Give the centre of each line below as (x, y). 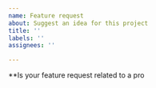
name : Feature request (46, 16)
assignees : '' (32, 46)
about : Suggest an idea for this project (78, 23)
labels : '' (26, 38)
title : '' (25, 30)
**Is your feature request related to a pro (76, 75)
